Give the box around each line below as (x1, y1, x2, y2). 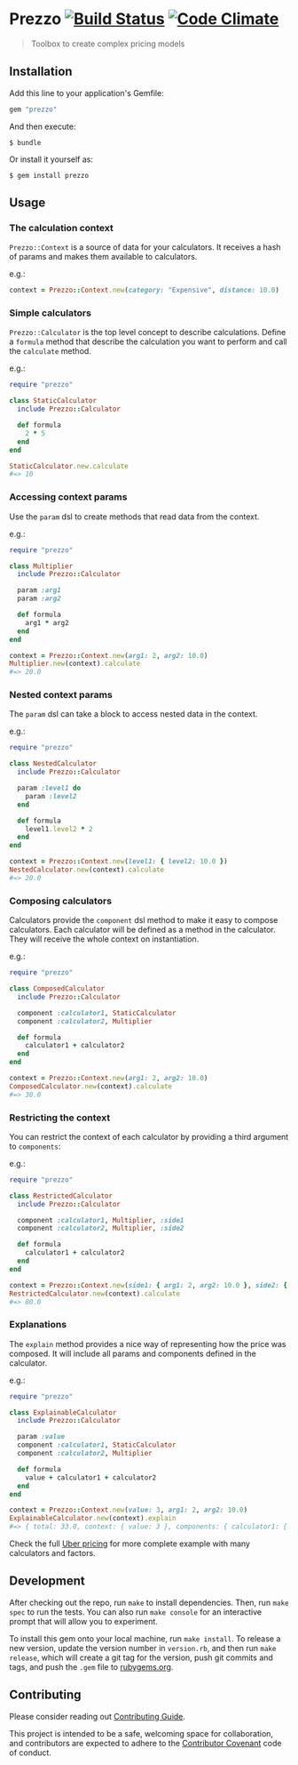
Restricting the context (9, 1111, 111, 1124)
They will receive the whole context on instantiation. (9, 934, 200, 944)
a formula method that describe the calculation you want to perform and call (9, 336, 287, 347)
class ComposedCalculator (9, 984, 105, 993)
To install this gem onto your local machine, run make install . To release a (9, 1633, 281, 1644)
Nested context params (9, 689, 113, 702)
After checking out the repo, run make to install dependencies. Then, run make (9, 1597, 289, 1608)
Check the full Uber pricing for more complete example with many (9, 1538, 251, 1549)
